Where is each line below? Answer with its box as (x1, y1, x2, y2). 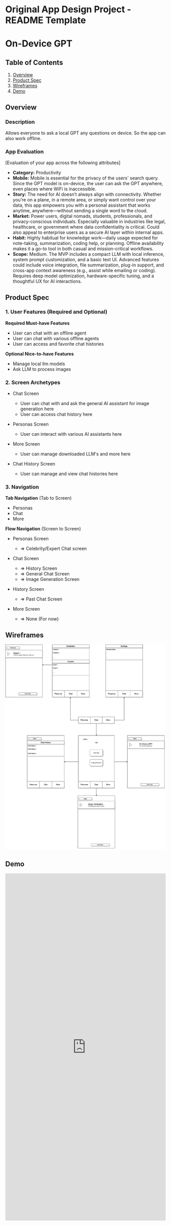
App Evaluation (5, 148, 44, 155)
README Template (5, 14, 87, 26)
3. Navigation (5, 483, 39, 491)
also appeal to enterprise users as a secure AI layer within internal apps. (12, 229, 164, 236)
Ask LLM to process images (12, 366, 71, 372)
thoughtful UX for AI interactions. (12, 278, 82, 284)
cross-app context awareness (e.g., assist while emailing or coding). (12, 268, 156, 274)
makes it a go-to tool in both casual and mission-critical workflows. (12, 246, 154, 252)
